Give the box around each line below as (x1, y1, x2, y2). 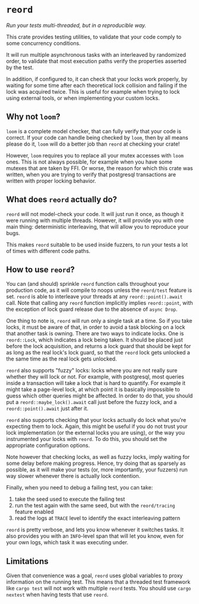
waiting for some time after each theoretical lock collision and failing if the (6, 82, 187, 89)
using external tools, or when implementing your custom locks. (6, 94, 160, 101)
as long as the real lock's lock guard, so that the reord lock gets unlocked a (6, 349, 190, 356)
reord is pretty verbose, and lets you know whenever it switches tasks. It (6, 526, 184, 534)
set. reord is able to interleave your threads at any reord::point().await (6, 293, 183, 300)
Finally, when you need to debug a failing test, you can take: (6, 484, 153, 491)
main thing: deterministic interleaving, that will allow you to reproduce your (6, 223, 189, 230)
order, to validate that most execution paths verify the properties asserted (6, 57, 187, 64)
